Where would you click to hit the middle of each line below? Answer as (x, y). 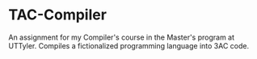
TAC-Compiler (58, 15)
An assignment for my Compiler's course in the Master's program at (122, 37)
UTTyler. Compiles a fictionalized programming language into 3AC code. (129, 45)
